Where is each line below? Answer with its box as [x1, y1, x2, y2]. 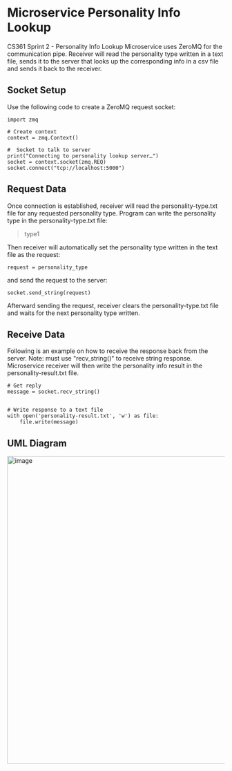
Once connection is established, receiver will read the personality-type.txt [7, 202, 218, 210]
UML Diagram [7, 437, 67, 449]
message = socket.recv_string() [7, 388, 100, 395]
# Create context [7, 128, 57, 135]
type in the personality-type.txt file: [7, 216, 108, 225]
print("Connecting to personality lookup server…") [7, 152, 159, 160]
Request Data [7, 183, 67, 195]
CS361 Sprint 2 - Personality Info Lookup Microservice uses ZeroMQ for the [7, 42, 223, 50]
